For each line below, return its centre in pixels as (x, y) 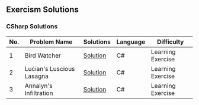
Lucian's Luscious (50, 68)
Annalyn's (38, 86)
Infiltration (39, 93)
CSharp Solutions (32, 27)
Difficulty (170, 42)
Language (131, 42)
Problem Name (51, 42)
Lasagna (37, 76)
